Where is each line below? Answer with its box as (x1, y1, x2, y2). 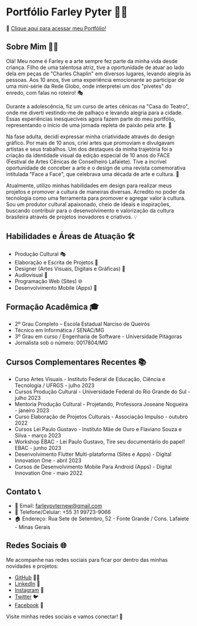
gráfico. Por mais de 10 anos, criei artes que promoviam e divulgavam (6, 139, 175, 146)
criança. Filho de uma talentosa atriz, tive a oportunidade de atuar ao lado (6, 64, 185, 71)
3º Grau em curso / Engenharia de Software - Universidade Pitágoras (14, 333, 182, 340)
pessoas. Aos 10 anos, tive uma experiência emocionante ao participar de (6, 76, 185, 83)
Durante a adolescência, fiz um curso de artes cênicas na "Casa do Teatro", (6, 102, 189, 110)
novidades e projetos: (6, 562, 59, 569)
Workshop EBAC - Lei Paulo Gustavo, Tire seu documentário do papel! (14, 438, 185, 445)
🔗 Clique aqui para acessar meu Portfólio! (6, 25, 107, 32)
